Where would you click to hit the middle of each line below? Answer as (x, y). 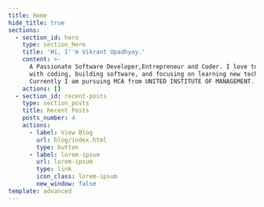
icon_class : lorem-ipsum (77, 177)
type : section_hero (54, 45)
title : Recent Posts (56, 111)
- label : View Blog (60, 132)
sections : (24, 30)
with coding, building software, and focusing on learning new (135, 74)
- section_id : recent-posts (61, 96)
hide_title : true (37, 23)
